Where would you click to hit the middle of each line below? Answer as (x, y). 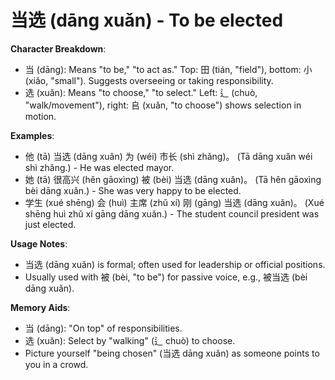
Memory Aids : (40, 307)
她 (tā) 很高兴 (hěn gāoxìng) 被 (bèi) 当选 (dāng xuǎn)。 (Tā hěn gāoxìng (173, 179)
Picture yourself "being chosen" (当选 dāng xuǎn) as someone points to (172, 353)
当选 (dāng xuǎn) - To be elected (147, 20)
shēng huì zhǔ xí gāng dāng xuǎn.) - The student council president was (172, 213)
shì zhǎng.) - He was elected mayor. (99, 167)
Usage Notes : (39, 243)
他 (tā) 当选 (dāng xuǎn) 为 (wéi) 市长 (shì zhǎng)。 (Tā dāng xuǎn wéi (168, 156)
